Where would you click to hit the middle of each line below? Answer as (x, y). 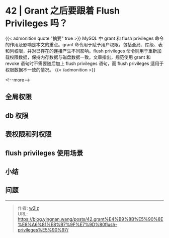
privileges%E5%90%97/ (43, 229)
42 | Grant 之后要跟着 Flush (63, 11)
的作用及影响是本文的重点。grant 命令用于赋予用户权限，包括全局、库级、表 (84, 44)
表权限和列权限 (28, 134)
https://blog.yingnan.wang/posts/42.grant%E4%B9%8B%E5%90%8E (90, 219)
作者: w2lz (28, 208)
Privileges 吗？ (36, 23)
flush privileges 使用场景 (44, 153)
